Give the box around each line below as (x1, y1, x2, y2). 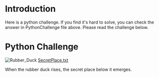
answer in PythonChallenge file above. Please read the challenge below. (5, 24, 149, 30)
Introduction (5, 3, 56, 14)
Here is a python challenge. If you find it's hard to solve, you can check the (5, 19, 154, 25)
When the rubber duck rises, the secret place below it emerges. (5, 66, 132, 72)
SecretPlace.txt (38, 57, 69, 63)
